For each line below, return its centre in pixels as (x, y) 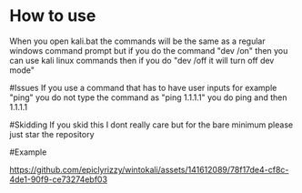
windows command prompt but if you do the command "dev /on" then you (149, 50)
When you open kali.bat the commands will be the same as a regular (137, 41)
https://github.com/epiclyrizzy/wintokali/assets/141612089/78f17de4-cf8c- (149, 169)
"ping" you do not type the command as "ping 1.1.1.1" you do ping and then (148, 97)
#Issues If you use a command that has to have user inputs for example (143, 87)
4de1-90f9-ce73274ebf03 (58, 179)
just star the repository (52, 134)
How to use (53, 16)
